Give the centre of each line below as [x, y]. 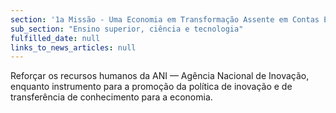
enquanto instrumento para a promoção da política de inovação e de [151, 87]
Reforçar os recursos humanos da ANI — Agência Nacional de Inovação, [160, 76]
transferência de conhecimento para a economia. [111, 97]
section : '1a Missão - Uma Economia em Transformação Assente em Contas [165, 19]
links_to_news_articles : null [73, 47]
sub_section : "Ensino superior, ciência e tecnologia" [127, 29]
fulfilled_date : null [55, 38]
